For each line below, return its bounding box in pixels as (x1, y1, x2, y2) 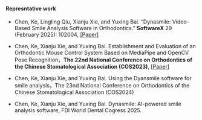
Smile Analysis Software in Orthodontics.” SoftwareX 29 (31, 25, 172, 32)
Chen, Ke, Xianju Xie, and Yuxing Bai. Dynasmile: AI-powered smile (14, 100, 182, 108)
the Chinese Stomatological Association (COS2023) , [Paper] (14, 63, 170, 71)
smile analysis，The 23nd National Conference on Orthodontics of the (14, 82, 190, 89)
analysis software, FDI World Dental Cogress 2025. (14, 107, 142, 114)
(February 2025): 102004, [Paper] (14, 31, 99, 39)
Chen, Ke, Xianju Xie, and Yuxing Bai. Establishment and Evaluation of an (14, 43, 196, 50)
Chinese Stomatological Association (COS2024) (14, 89, 134, 96)
